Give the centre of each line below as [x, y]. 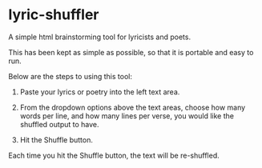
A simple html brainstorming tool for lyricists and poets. [99, 37]
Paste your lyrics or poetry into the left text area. [100, 92]
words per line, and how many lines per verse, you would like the [127, 116]
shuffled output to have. [59, 124]
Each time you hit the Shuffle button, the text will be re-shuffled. [114, 155]
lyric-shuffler [54, 15]
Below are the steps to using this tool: [70, 76]
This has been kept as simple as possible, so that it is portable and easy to [131, 52]
